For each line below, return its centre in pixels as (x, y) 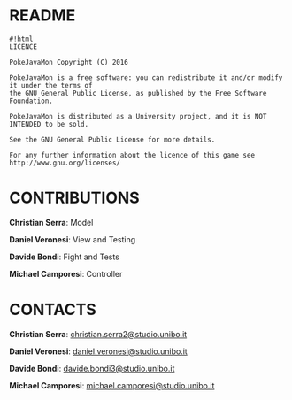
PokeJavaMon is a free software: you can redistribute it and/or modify (146, 77)
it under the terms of (51, 85)
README (42, 15)
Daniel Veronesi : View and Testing (73, 239)
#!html (21, 39)
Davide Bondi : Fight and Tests (64, 257)
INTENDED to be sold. (49, 124)
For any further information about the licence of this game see (132, 155)
